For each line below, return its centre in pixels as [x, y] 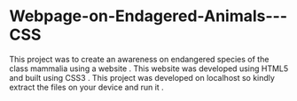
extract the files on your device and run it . [86, 87]
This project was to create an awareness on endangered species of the [139, 59]
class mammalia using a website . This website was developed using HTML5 [149, 69]
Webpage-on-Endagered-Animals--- [148, 16]
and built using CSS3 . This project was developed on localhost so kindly [142, 77]
